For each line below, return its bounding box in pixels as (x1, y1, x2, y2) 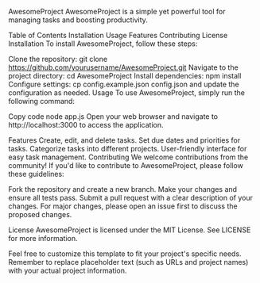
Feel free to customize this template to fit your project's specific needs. (8, 249, 242, 258)
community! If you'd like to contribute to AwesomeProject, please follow (8, 161, 244, 170)
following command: (8, 97, 76, 105)
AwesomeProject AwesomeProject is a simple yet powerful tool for (8, 7, 226, 16)
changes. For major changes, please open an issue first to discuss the (8, 201, 238, 211)
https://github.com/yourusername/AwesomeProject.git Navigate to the (8, 63, 239, 72)
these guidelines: (8, 170, 65, 178)
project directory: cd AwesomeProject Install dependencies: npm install (8, 71, 242, 80)
